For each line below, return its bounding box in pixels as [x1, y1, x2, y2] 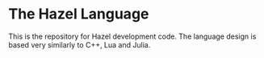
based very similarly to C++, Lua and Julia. [8, 39, 151, 49]
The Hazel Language [8, 5, 149, 23]
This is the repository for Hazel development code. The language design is [8, 31, 257, 41]
